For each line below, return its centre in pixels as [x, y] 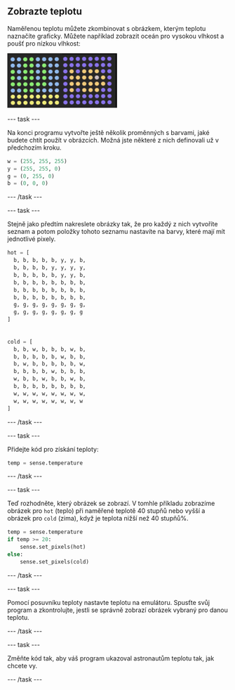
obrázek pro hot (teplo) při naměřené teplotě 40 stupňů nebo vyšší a [106, 511]
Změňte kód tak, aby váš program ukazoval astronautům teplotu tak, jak [111, 658]
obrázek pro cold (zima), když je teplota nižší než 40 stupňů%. [98, 519]
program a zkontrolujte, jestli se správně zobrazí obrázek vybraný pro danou [117, 610]
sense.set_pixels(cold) [55, 561]
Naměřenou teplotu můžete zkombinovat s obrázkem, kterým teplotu [107, 28]
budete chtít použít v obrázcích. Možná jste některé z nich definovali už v [113, 140]
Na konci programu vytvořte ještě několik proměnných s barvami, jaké [108, 132]
